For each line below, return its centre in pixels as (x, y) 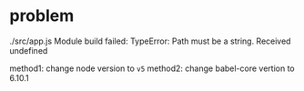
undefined (29, 50)
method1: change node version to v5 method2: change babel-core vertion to (152, 68)
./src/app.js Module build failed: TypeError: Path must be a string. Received (150, 41)
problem (42, 16)
